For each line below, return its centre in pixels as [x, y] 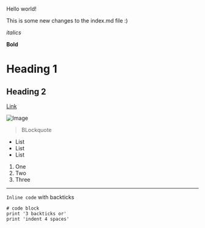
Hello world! [21, 9]
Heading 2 [27, 91]
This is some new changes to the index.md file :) [67, 20]
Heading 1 [32, 69]
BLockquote [36, 130]
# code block [23, 208]
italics [14, 32]
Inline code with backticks [40, 197]
